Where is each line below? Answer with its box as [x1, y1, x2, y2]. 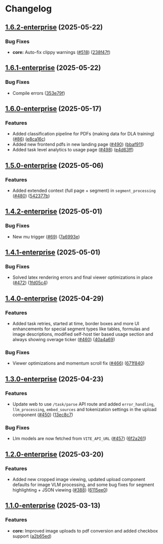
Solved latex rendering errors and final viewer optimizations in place [12, 274, 153, 280]
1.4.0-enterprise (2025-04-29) [5, 294, 104, 303]
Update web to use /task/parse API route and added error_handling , [12, 401, 155, 407]
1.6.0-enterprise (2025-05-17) [5, 104, 101, 113]
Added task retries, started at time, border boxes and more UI [12, 321, 139, 326]
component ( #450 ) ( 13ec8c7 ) [12, 412, 73, 418]
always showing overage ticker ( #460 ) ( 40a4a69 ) [12, 337, 115, 342]
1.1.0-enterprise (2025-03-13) [5, 502, 101, 510]
